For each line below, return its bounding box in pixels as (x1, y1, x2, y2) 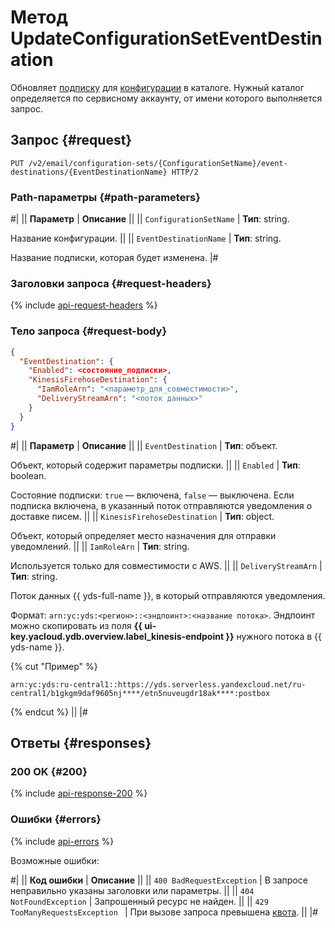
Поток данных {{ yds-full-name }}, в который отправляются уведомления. (10, 589, 326, 601)
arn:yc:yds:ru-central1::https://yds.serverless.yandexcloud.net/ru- (10, 679, 307, 690)
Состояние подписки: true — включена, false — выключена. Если (10, 489, 295, 501)
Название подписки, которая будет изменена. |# (10, 252, 219, 264)
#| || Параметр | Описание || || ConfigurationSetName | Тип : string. (10, 213, 290, 225)
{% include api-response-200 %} (10, 787, 148, 800)
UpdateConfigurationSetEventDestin (10, 27, 323, 50)
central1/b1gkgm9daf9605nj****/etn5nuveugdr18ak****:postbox (10, 688, 271, 698)
